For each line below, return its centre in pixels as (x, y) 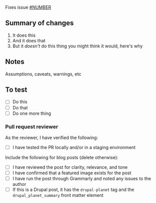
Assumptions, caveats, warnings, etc (43, 74)
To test (16, 90)
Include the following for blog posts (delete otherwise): (62, 157)
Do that (20, 107)
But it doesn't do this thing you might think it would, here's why (77, 46)
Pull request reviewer (32, 126)
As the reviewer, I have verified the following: (52, 138)
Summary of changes (40, 23)
